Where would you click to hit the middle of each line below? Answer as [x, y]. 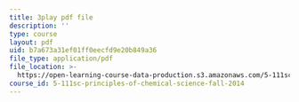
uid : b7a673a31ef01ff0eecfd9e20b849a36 [83, 51]
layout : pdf [31, 42]
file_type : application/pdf [61, 59]
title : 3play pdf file [51, 17]
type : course [33, 34]
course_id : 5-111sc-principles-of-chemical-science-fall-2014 [127, 83]
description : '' [39, 26]
